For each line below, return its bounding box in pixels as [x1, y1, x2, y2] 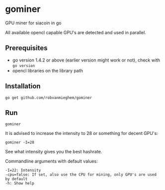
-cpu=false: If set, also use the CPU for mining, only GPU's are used [5, 172, 157, 177]
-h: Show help [5, 181, 35, 186]
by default [5, 177, 28, 182]
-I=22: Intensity [5, 168, 41, 173]
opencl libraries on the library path [12, 67, 83, 73]
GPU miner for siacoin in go [5, 20, 62, 26]
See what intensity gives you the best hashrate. [5, 149, 102, 155]
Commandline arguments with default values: [5, 158, 98, 164]
